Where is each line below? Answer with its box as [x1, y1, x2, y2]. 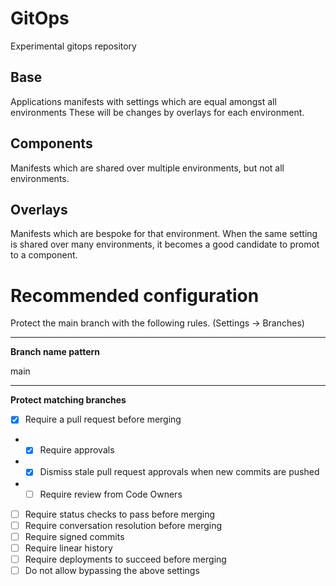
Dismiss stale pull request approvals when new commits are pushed [39, 466, 320, 478]
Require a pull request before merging [24, 413, 182, 426]
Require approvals [39, 444, 115, 456]
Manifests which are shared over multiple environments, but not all [10, 162, 285, 174]
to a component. [10, 249, 78, 261]
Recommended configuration [10, 284, 260, 307]
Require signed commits [24, 530, 125, 542]
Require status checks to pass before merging [24, 508, 216, 520]
